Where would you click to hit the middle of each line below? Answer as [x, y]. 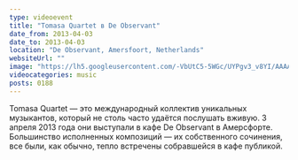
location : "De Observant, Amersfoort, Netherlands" [106, 50]
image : [21, 67]
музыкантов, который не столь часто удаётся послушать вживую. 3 [138, 118]
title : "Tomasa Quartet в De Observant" [85, 26]
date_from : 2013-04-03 [51, 34]
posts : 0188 [31, 83]
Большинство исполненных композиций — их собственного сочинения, [146, 136]
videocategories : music [53, 75]
